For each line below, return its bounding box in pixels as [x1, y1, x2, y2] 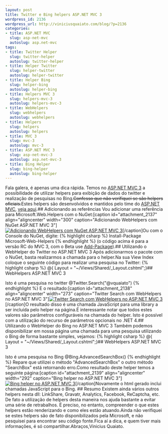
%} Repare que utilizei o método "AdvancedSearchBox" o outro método [5, 359, 153, 365]
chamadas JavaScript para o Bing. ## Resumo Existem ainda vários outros [5, 386, 159, 392]
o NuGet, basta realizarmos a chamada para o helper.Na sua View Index [5, 254, 154, 261]
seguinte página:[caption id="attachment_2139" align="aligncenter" [5, 370, 145, 376]
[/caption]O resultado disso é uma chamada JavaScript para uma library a [5, 301, 158, 307]
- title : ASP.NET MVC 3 [5, 148, 55, 153]
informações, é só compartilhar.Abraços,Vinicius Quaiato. [5, 423, 124, 429]
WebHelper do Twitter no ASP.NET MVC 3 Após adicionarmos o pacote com [5, 249, 163, 255]
